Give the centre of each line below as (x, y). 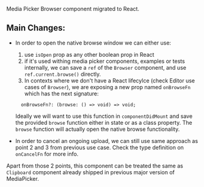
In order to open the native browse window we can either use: (93, 43)
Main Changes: (36, 28)
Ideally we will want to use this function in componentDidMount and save (104, 116)
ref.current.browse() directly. (63, 74)
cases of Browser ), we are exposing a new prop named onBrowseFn (107, 87)
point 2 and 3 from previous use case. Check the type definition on (100, 147)
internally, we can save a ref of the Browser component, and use (105, 67)
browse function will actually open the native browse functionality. (97, 129)
